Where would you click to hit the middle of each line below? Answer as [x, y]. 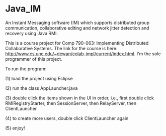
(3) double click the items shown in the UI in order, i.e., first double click [80, 98]
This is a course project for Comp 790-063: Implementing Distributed [77, 43]
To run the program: [26, 69]
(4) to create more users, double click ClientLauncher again [67, 118]
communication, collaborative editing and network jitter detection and [77, 28]
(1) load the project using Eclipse [39, 78]
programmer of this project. [34, 59]
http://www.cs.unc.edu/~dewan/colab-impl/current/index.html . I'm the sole [83, 54]
